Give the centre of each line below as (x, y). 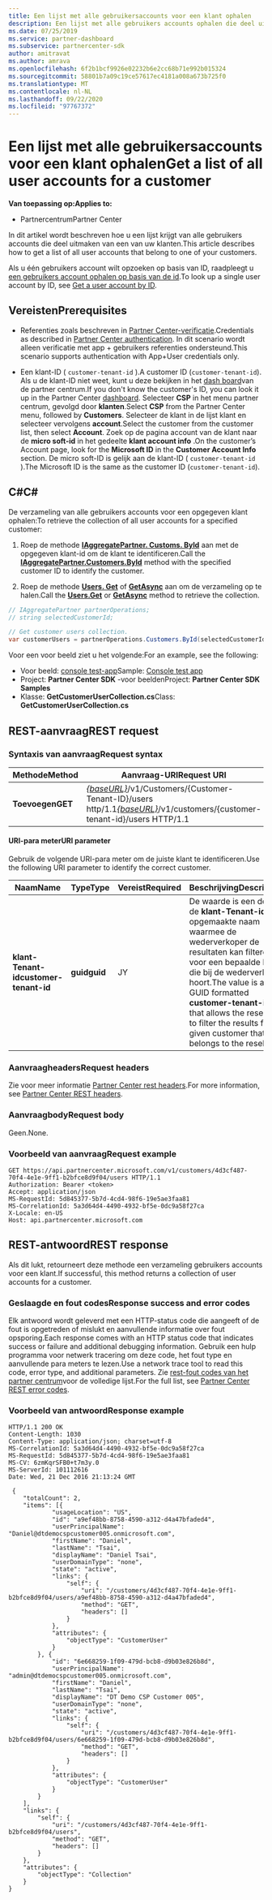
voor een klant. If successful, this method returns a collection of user (122, 1273)
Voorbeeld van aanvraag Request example (92, 1153)
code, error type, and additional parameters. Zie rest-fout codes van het (128, 1372)
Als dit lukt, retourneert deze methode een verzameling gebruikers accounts (136, 1265)
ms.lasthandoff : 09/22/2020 (56, 99)
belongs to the (217, 1044)
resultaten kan (216, 952)
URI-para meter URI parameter (59, 841)
